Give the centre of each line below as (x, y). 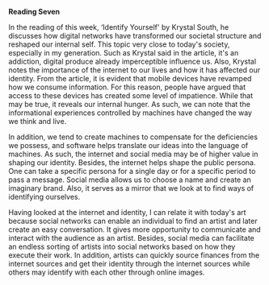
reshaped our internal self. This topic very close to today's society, (119, 44)
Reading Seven (34, 12)
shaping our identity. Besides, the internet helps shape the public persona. (132, 163)
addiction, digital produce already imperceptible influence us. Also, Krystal (132, 61)
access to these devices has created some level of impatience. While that (131, 95)
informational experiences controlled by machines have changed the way (130, 113)
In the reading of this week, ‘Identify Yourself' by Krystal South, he (119, 27)
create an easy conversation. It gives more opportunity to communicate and (134, 229)
